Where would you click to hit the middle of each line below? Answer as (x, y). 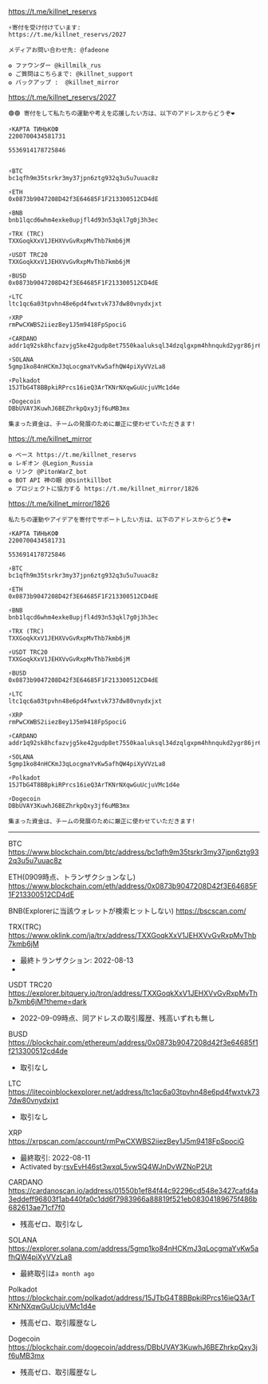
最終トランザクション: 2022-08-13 (77, 960)
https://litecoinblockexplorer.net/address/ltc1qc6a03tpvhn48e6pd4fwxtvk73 (134, 1092)
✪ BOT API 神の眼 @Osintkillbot (60, 480)
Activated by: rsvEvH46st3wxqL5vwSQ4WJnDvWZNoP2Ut (116, 1167)
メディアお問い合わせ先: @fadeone (59, 50)
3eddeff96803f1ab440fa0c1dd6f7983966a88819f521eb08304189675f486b (133, 1199)
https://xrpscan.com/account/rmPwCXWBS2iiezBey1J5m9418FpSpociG (126, 1141)
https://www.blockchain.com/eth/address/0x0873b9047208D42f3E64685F (133, 886)
